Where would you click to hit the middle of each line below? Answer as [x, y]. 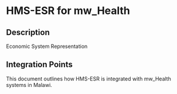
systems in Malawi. [29, 85]
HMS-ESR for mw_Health [68, 11]
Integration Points [40, 65]
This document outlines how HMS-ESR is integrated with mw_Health [88, 79]
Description [28, 32]
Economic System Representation [47, 46]
